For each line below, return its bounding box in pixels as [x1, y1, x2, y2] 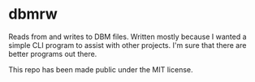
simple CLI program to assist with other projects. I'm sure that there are [8, 40, 247, 50]
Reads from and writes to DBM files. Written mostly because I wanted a [8, 32, 247, 41]
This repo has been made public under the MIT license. [8, 64, 193, 74]
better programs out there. [8, 49, 97, 58]
